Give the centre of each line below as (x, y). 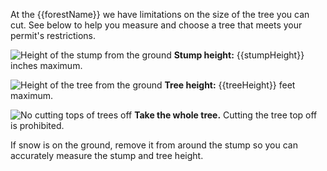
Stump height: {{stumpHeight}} (239, 55)
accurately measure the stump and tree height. (107, 155)
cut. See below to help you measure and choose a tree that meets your (156, 25)
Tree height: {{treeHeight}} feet (230, 85)
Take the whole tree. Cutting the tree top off (226, 115)
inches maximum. (46, 65)
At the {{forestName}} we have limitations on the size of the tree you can (160, 14)
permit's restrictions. (53, 35)
